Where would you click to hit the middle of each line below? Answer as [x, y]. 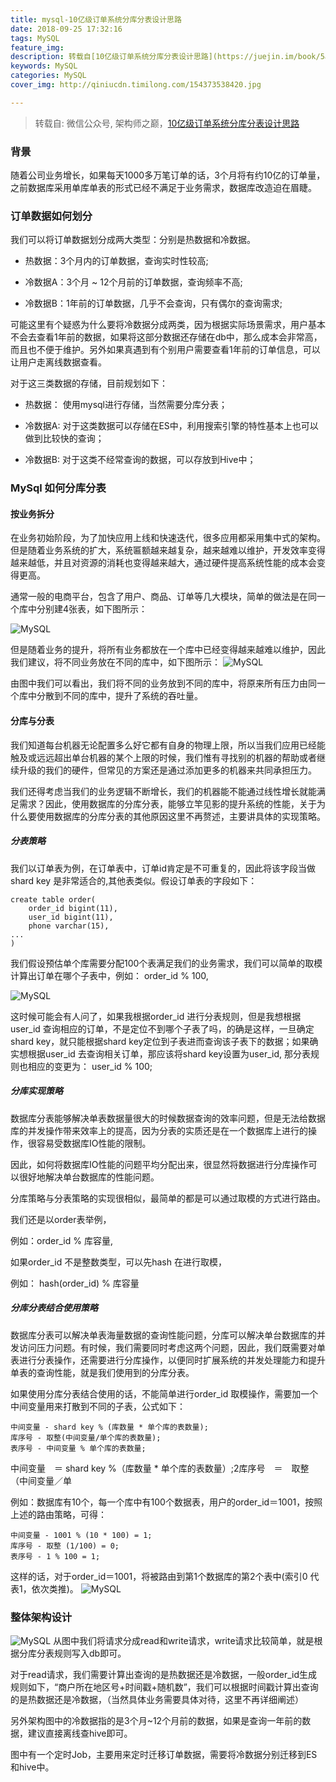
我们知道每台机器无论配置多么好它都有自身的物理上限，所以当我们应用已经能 [168, 745]
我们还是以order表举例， [61, 1219]
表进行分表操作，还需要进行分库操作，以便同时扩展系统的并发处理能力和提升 [168, 1360]
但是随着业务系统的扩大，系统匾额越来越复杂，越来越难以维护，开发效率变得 [168, 550]
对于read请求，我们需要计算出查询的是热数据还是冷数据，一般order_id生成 [164, 1674]
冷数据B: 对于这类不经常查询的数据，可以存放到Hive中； [140, 460]
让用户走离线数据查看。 [58, 362]
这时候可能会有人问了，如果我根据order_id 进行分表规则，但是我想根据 [156, 1016]
